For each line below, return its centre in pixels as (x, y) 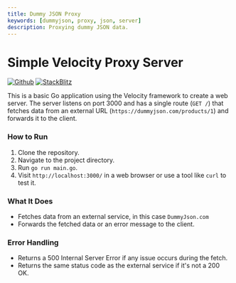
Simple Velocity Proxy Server (95, 62)
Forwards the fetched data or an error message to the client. (106, 224)
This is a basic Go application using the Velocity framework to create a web (118, 96)
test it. (27, 183)
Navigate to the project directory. (66, 160)
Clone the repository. (48, 152)
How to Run (28, 137)
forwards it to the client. (42, 119)
